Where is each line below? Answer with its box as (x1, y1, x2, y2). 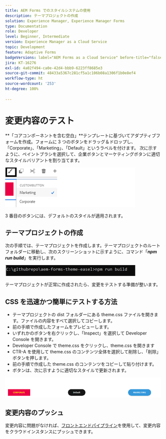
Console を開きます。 (12, 336, 56, 342)
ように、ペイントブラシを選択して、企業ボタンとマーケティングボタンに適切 (5, 151, 161, 157)
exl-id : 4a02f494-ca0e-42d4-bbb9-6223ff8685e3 (5, 65, 103, 70)
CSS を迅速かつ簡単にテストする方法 (5, 297, 118, 306)
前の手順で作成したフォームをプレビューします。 (12, 324, 112, 330)
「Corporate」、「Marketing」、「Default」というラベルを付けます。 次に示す (5, 145, 157, 151)
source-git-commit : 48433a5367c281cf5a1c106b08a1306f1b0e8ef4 (5, 71, 136, 76)
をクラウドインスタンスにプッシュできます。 (5, 429, 96, 435)
